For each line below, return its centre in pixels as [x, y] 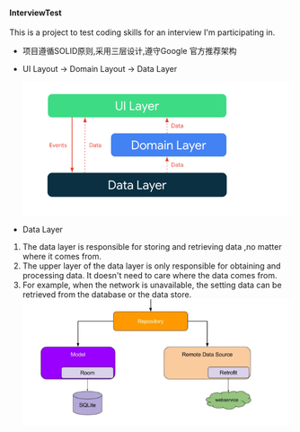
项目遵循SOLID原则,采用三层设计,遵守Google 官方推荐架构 [129, 51]
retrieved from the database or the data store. [107, 294]
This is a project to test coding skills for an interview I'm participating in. [142, 32]
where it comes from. [62, 256]
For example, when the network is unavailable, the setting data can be [152, 285]
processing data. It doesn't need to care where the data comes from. [150, 275]
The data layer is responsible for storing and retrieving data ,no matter [152, 246]
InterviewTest [35, 13]
